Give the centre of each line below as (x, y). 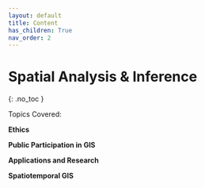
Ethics (19, 130)
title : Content (33, 23)
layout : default (35, 15)
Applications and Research (53, 160)
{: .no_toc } (26, 99)
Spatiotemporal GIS (41, 176)
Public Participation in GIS (52, 145)
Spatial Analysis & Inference (103, 77)
